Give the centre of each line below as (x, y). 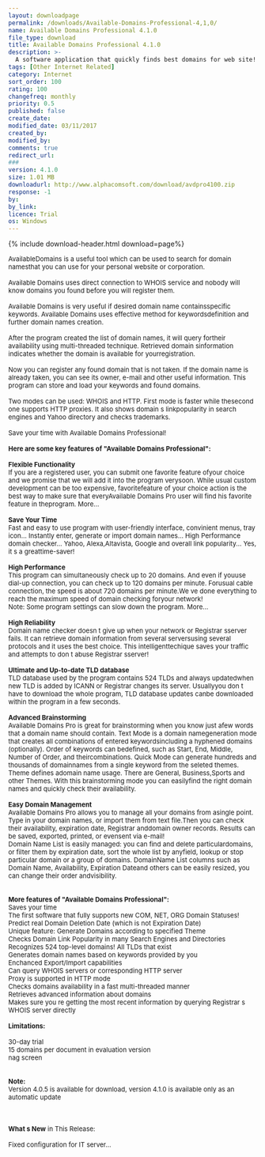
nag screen (25, 1058)
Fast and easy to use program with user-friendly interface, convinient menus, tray (132, 528)
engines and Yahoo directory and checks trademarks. (89, 417)
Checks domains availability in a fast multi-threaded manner (99, 987)
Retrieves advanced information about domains (80, 994)
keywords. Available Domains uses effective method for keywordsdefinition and (129, 314)
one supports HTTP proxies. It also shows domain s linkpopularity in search (123, 409)
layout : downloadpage (44, 15)
